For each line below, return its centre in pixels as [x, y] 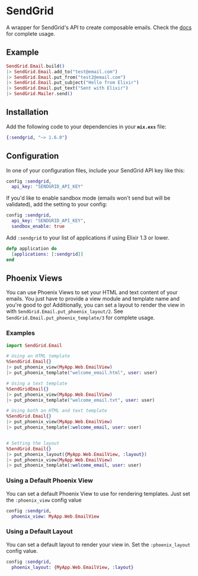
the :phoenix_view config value [44, 500]
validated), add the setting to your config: [57, 204]
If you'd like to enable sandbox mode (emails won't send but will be [88, 198]
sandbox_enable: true [38, 226]
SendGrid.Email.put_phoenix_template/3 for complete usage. [81, 318]
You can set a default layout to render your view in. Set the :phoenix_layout [98, 544]
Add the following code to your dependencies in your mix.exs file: [86, 127]
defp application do [32, 248]
